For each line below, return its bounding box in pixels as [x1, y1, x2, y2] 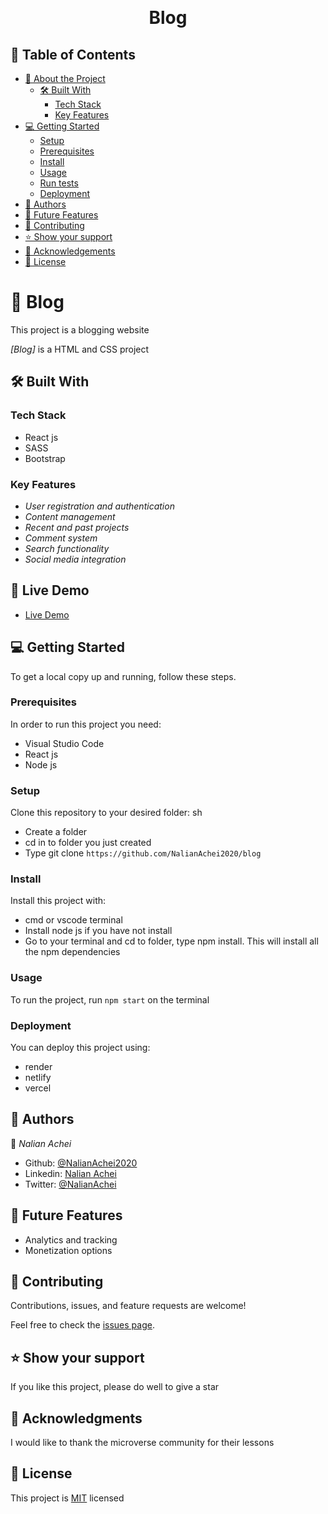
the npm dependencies [24, 946, 121, 958]
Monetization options [24, 1244, 113, 1256]
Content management [24, 510, 116, 522]
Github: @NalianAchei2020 [24, 1157, 138, 1169]
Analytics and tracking [24, 1233, 118, 1246]
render [24, 1061, 53, 1073]
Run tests [39, 177, 79, 189]
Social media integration [24, 553, 127, 565]
